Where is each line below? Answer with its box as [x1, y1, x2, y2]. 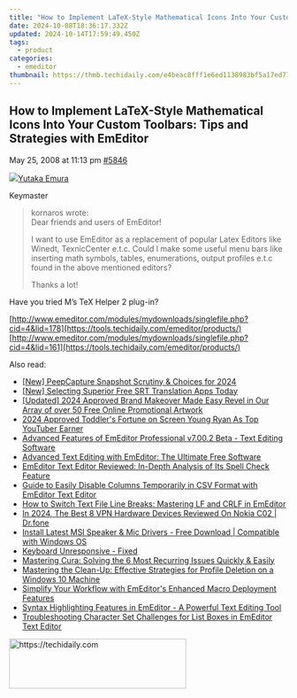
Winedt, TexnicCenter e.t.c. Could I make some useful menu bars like [30, 243, 283, 253]
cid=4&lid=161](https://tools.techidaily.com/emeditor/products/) [9, 342, 241, 353]
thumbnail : [9, 71, 49, 80]
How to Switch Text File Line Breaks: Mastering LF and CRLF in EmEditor [21, 498, 286, 509]
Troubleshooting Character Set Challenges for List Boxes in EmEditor [21, 611, 273, 622]
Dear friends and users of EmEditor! [30, 216, 162, 227]
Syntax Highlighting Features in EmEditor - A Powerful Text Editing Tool [21, 601, 282, 612]
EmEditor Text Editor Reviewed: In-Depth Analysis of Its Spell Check [21, 461, 270, 471]
